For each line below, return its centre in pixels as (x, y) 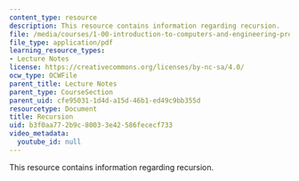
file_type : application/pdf (61, 42)
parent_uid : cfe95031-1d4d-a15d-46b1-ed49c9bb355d (105, 100)
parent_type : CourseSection (61, 92)
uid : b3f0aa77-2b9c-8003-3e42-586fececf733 (91, 126)
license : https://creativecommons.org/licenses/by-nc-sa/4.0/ (127, 68)
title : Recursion (41, 117)
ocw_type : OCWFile (43, 76)
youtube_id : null (49, 142)
